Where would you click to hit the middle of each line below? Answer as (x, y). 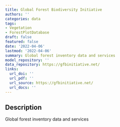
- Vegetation (18, 28)
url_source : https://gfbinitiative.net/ (51, 83)
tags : (11, 23)
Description (23, 107)
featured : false (22, 42)
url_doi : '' (22, 74)
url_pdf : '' (22, 78)
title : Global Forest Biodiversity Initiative (54, 10)
